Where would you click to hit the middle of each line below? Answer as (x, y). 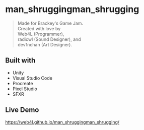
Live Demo (22, 110)
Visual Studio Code (32, 78)
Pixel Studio (25, 89)
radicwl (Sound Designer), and (49, 39)
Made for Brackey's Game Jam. (50, 23)
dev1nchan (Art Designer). (45, 44)
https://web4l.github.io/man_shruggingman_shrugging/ (62, 122)
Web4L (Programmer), (41, 34)
